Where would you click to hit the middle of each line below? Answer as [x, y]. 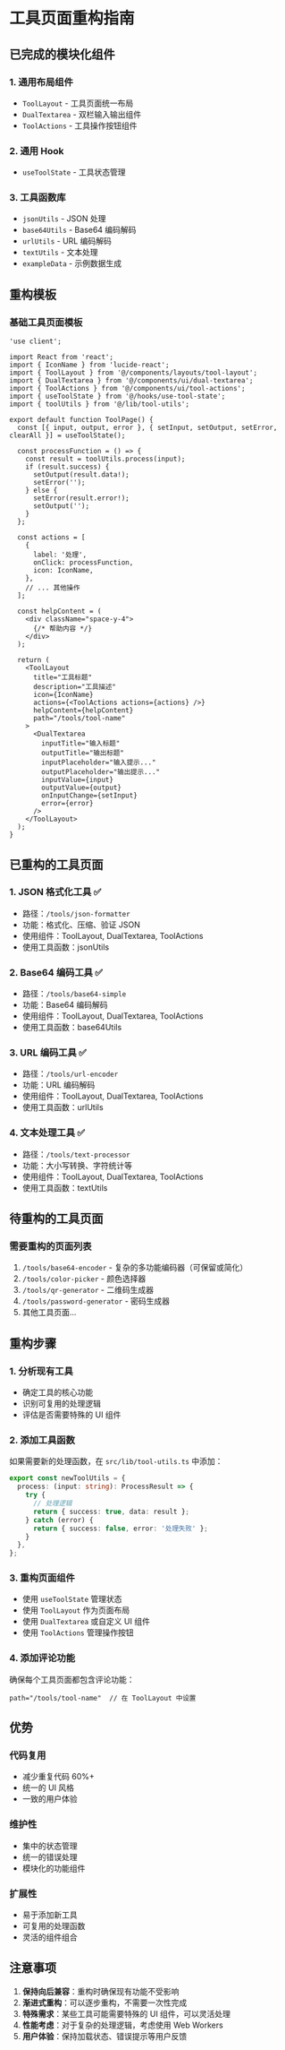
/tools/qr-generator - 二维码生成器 [88, 1290]
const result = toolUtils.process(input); [105, 459]
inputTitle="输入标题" [81, 744]
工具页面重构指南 [72, 18]
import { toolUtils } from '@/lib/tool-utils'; [100, 404]
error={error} [67, 804]
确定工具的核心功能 [58, 1392]
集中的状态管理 [50, 1846]
